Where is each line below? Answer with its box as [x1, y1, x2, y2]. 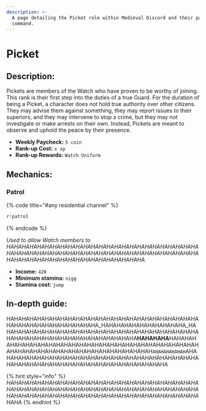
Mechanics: [6, 169, 53, 180]
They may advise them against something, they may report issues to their [6, 107, 192, 114]
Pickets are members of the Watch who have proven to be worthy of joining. [6, 87, 199, 95]
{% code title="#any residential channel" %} [6, 202, 118, 209]
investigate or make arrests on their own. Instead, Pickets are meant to [6, 120, 185, 128]
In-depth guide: [6, 299, 67, 309]
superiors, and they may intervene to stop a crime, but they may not [6, 113, 178, 121]
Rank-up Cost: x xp [15, 145, 66, 152]
